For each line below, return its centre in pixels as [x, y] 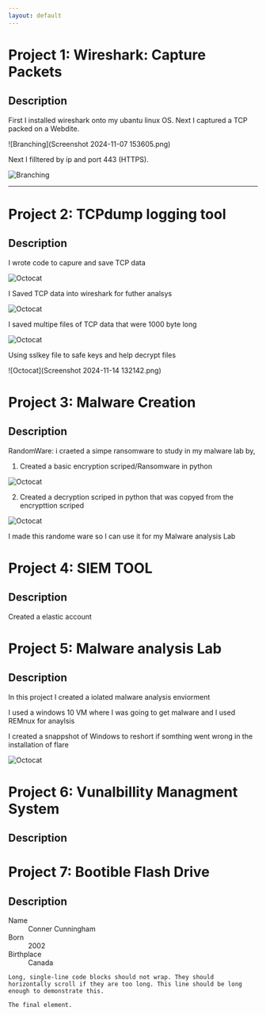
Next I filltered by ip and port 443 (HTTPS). [78, 159]
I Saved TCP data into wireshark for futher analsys [90, 293]
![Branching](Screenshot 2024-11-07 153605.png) [89, 144]
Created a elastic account [50, 616]
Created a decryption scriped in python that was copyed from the [126, 496]
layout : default [35, 15]
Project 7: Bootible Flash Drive [109, 872]
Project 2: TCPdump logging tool [118, 214]
